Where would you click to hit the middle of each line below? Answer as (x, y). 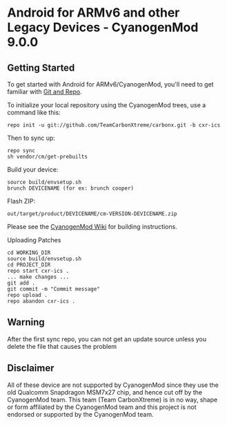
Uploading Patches (34, 240)
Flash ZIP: (21, 201)
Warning (26, 322)
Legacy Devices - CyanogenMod (103, 27)
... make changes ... (38, 277)
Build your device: (33, 170)
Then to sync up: (31, 138)
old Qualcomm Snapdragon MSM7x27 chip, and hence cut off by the (105, 392)
